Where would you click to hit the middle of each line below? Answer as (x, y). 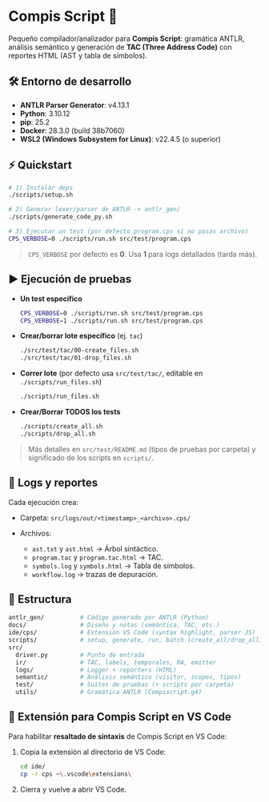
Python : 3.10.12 (45, 113)
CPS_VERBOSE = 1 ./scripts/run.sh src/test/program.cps (111, 321)
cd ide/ (32, 766)
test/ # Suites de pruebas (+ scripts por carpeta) (125, 685)
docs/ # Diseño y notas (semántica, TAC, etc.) (114, 625)
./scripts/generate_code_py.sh (60, 217)
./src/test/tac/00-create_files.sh (79, 351)
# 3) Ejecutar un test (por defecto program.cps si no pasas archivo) (128, 231)
